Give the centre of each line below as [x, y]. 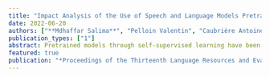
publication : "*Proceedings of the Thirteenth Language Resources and [129, 61]
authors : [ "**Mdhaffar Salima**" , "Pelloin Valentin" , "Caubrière [122, 30]
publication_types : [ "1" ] [51, 38]
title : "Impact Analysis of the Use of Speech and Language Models [124, 16]
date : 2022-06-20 [37, 23]
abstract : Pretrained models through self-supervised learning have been [135, 46]
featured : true [34, 53]
